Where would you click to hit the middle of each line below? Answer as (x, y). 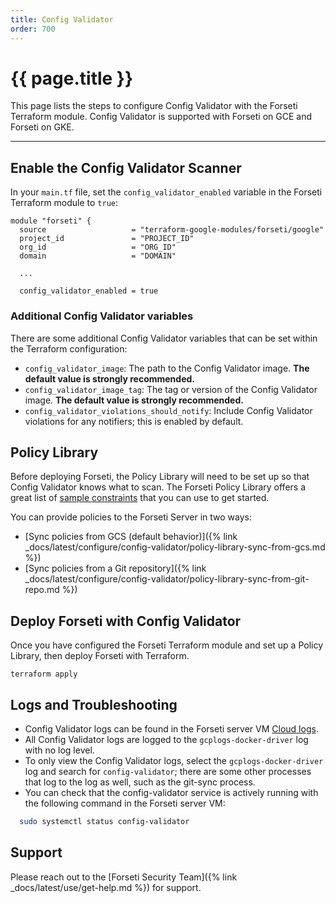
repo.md (42, 590)
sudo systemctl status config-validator (104, 821)
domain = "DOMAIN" (98, 256)
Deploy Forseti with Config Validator (126, 621)
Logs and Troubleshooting (94, 704)
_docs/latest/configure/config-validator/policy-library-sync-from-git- (167, 579)
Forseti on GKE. (42, 127)
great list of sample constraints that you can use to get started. (140, 498)
